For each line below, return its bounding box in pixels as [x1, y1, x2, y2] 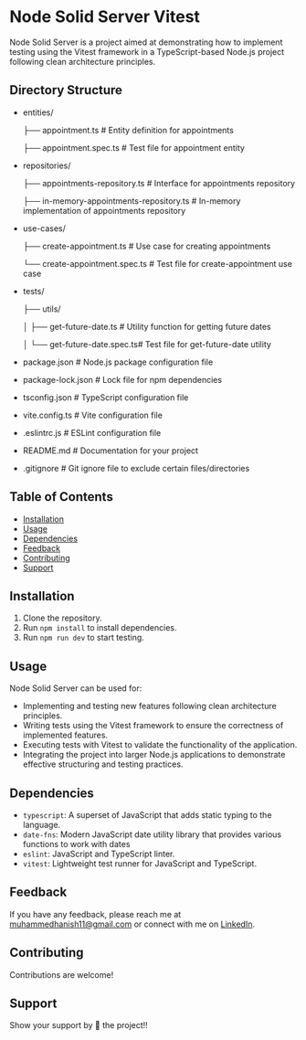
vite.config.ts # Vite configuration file [22, 409, 163, 420]
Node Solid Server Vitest [9, 6, 201, 27]
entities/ [22, 107, 54, 118]
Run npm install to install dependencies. [22, 622, 177, 633]
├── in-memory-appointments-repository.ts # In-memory [22, 195, 241, 207]
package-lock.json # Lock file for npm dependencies [22, 374, 222, 385]
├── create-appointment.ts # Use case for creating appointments [22, 240, 271, 251]
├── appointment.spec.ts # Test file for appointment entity [22, 142, 245, 153]
